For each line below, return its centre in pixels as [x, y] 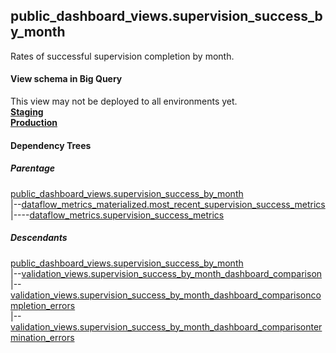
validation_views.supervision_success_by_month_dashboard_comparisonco [166, 295]
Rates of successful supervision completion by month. [122, 56]
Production [34, 123]
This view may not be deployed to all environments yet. [124, 101]
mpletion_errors [43, 305]
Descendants [39, 238]
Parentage [33, 168]
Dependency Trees [51, 145]
